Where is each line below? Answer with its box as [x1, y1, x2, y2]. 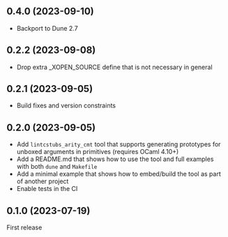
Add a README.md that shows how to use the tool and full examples [16, 155, 214, 163]
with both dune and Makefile [16, 162, 98, 171]
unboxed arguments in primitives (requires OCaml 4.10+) [16, 148, 179, 156]
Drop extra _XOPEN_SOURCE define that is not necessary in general [16, 63, 213, 71]
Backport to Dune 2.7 [16, 24, 78, 32]
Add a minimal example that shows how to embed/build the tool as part [16, 170, 221, 178]
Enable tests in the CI [16, 185, 78, 193]
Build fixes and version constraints [16, 101, 116, 110]
